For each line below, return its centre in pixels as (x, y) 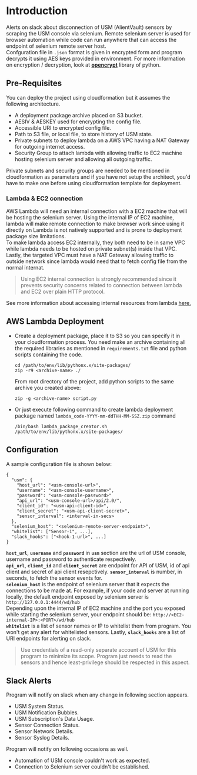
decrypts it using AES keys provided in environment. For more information (96, 58)
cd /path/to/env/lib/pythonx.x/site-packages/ (73, 365)
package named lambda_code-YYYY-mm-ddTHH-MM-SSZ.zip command (95, 416)
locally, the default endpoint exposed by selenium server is (77, 596)
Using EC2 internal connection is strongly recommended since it (98, 279)
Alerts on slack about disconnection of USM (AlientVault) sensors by (89, 27)
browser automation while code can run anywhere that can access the (91, 40)
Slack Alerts (29, 681)
